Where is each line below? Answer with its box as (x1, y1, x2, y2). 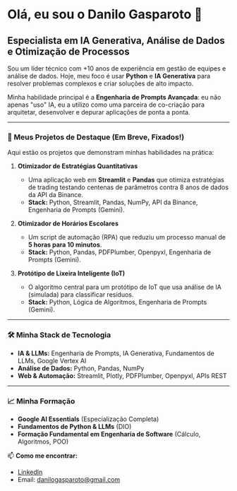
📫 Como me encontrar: (7, 451, 78, 460)
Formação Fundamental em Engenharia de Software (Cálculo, (17, 430, 201, 438)
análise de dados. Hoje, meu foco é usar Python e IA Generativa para (7, 72, 211, 80)
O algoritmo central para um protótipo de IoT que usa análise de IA (28, 283, 222, 292)
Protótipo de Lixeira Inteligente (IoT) (17, 269, 126, 278)
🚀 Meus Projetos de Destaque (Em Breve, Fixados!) (7, 132, 185, 142)
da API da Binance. (28, 191, 83, 199)
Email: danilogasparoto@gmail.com (17, 475, 121, 483)
